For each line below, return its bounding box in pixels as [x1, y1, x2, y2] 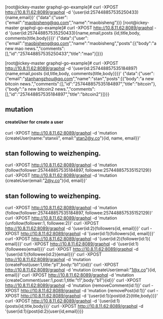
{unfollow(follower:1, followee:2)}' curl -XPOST [5, 220, 99, 226]
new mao [5, 46, 24, 51]
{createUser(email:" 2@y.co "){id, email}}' [5, 178, 87, 183]
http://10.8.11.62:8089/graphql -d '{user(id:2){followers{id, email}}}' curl [5, 225, 149, 231]
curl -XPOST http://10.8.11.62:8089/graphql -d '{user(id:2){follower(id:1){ [5, 236, 150, 242]
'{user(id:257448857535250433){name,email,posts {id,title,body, [9, 30, 141, 36]
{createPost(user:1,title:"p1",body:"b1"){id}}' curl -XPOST [5, 262, 119, 268]
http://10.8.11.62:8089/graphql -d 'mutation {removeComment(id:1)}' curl [5, 282, 150, 288]
